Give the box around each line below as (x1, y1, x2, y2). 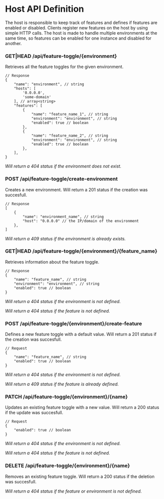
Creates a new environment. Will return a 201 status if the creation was (5, 187, 148, 192)
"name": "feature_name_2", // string (31, 133, 109, 138)
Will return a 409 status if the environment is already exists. (5, 236, 126, 241)
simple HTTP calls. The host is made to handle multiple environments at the (5, 30, 158, 36)
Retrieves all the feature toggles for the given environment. (5, 64, 124, 70)
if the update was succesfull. (5, 410, 64, 416)
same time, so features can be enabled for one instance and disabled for (5, 35, 152, 41)
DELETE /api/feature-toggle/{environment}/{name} (5, 462, 130, 469)
